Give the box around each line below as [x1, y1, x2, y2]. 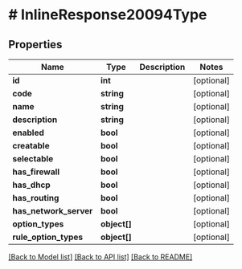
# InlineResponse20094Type [8, 6, 207, 24]
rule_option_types [12, 231, 83, 243]
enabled [12, 127, 44, 138]
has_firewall [12, 166, 60, 177]
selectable [12, 153, 54, 164]
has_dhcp [12, 179, 51, 190]
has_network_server [12, 206, 93, 216]
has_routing [12, 193, 59, 203]
